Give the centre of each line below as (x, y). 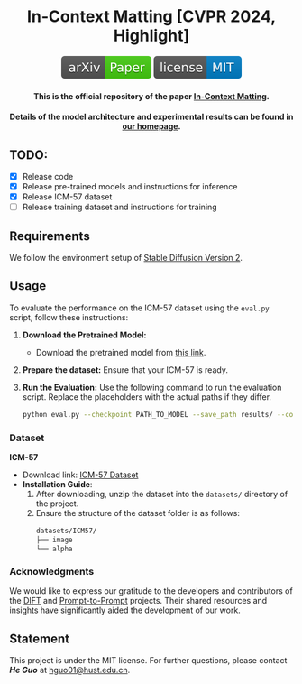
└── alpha (55, 549)
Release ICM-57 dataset (67, 197)
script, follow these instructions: (69, 317)
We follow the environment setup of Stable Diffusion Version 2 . (126, 258)
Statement (40, 638)
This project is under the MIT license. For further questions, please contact (148, 661)
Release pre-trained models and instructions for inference (130, 186)
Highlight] (151, 36)
